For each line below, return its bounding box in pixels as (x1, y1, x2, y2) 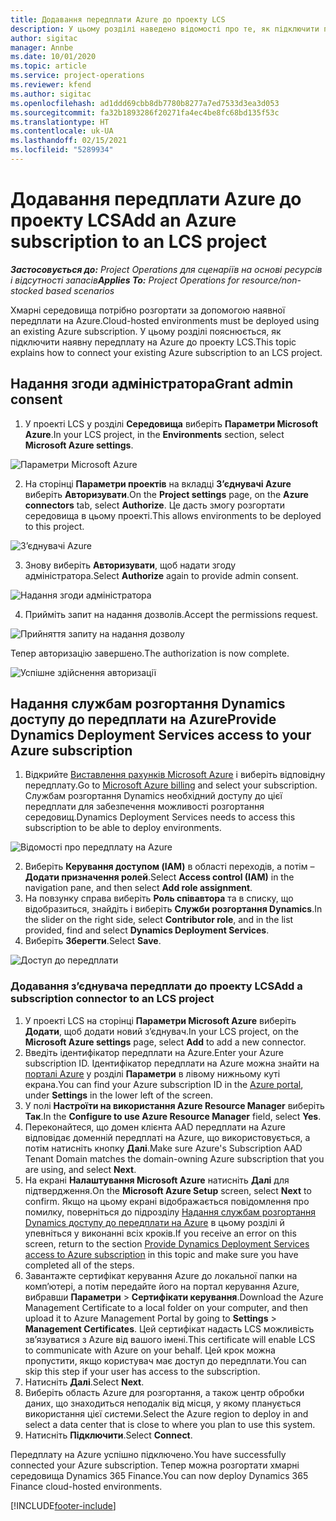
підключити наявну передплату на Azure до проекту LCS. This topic (10, 336, 297, 348)
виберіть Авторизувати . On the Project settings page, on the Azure (24, 488, 309, 500)
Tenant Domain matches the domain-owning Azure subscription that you (24, 1152, 325, 1165)
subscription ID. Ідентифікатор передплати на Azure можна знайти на (24, 1057, 320, 1069)
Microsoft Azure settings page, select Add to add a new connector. (24, 1036, 307, 1048)
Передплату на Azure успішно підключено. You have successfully (10, 1448, 287, 1460)
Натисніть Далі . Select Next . (24, 1376, 145, 1388)
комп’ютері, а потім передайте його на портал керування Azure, (24, 1280, 300, 1292)
